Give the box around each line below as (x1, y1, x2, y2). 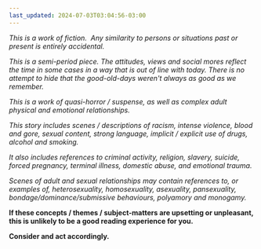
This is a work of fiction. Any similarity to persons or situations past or (9, 33, 238, 42)
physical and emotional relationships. (9, 105, 130, 115)
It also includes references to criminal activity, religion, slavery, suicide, (9, 152, 240, 162)
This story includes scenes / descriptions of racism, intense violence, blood (9, 120, 253, 130)
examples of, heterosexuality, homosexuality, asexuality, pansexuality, (9, 184, 237, 193)
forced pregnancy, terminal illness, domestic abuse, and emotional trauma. (9, 160, 252, 170)
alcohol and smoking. (9, 137, 79, 146)
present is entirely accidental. (9, 41, 105, 51)
